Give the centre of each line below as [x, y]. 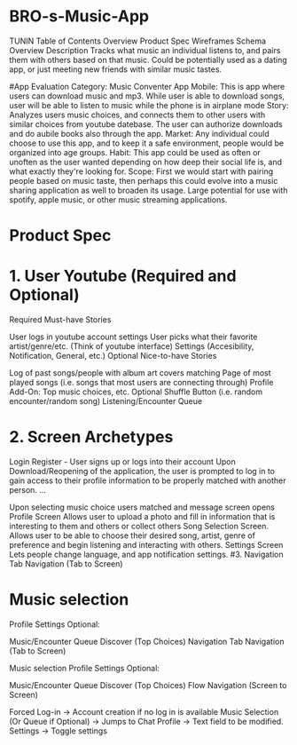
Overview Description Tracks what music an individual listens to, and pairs [145, 50]
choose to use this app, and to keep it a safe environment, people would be [147, 143]
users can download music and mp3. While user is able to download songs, [147, 96]
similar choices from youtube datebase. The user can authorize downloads [146, 124]
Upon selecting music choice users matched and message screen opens [142, 507]
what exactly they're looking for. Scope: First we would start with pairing [141, 171]
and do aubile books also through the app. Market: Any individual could [139, 133]
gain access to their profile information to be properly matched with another [148, 480]
